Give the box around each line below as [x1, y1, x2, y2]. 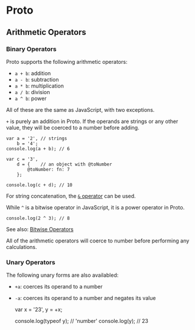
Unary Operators [6, 258, 56, 266]
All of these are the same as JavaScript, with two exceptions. [6, 106, 155, 113]
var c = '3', [6, 156, 38, 162]
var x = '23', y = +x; [14, 306, 63, 313]
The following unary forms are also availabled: [6, 271, 119, 279]
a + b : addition [14, 69, 51, 77]
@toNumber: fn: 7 [27, 166, 70, 172]
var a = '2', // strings [6, 135, 67, 141]
